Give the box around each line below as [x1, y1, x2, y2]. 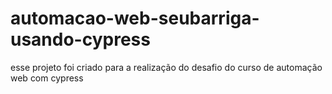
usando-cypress [10, 28, 151, 51]
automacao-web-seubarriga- [10, 7, 260, 30]
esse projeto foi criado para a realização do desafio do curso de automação [10, 61, 323, 73]
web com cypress [10, 72, 84, 84]
